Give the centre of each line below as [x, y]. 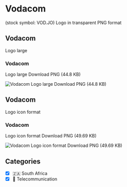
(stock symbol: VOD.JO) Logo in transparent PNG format [63, 23]
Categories [23, 161]
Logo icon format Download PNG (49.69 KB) [51, 136]
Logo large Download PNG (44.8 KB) [43, 74]
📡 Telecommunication [35, 179]
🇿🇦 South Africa [30, 173]
